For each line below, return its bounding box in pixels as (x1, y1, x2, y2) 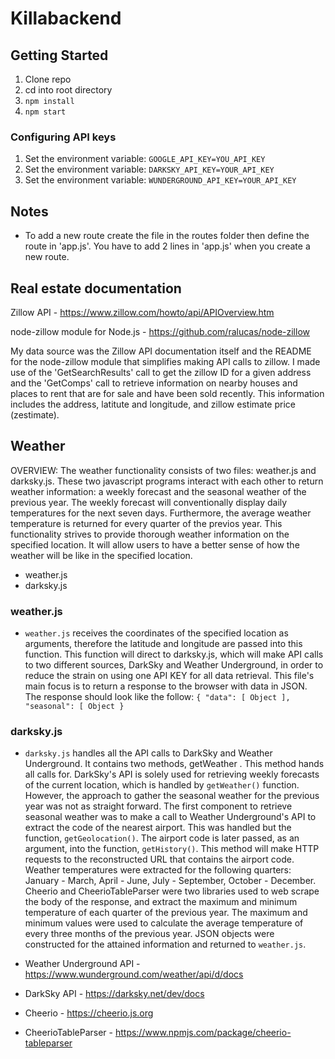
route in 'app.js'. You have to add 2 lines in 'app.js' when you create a (24, 240, 311, 252)
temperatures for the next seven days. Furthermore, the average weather (10, 507, 312, 519)
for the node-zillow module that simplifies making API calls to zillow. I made (10, 355, 321, 367)
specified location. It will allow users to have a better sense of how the (10, 538, 300, 551)
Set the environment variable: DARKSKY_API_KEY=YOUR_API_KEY (24, 163, 275, 176)
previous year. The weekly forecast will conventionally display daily (10, 496, 288, 508)
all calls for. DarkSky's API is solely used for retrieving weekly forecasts (24, 768, 320, 781)
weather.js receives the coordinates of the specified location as (24, 627, 289, 639)
